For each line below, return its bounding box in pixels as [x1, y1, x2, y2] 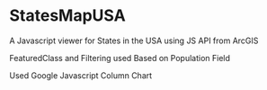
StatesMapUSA [9, 5, 126, 26]
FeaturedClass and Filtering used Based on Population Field [9, 52, 231, 63]
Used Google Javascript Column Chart [9, 69, 153, 81]
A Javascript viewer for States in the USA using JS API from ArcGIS [9, 35, 259, 46]
